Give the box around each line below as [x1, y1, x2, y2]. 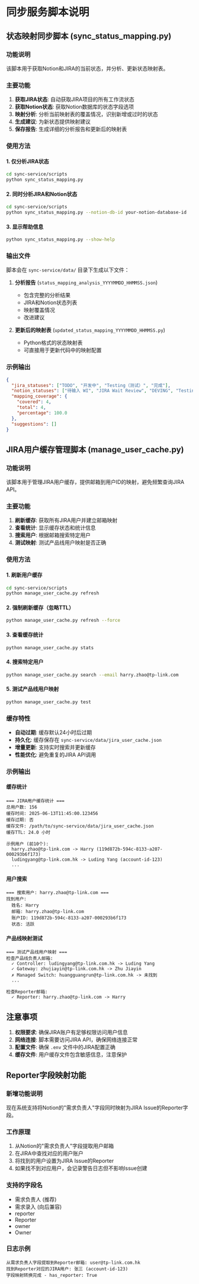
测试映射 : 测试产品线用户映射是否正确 [14, 539, 107, 546]
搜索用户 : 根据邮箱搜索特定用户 [14, 531, 91, 539]
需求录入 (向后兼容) [14, 1203, 62, 1210]
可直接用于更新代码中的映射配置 [23, 347, 102, 354]
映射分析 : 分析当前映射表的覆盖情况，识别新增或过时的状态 [14, 111, 158, 118]
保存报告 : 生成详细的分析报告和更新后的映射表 [14, 125, 127, 133]
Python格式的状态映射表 [23, 339, 83, 347]
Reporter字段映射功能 [6, 1070, 86, 1080]
